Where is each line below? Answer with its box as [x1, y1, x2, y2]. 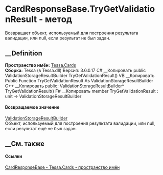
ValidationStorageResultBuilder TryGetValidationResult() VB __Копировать [5, 72, 155, 78]
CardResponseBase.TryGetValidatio [5, 3, 155, 15]
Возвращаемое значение [5, 104, 60, 110]
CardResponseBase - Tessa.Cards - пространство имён [5, 164, 120, 170]
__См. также [5, 140, 45, 148]
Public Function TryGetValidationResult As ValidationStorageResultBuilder [5, 78, 153, 83]
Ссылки [5, 153, 23, 159]
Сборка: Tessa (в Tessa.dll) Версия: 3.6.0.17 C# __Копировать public [5, 67, 146, 73]
